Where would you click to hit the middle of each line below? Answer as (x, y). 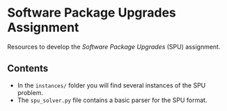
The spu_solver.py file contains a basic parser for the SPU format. (112, 100)
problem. (30, 92)
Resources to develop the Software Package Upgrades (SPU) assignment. (114, 46)
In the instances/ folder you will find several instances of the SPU (111, 85)
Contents (28, 68)
